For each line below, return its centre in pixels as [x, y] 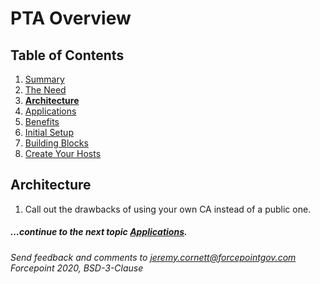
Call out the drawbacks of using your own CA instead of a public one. [168, 209]
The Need [45, 90]
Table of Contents [67, 55]
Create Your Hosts [63, 153]
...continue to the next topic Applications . [99, 232]
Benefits [42, 121]
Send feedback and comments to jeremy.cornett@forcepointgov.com [153, 257]
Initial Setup [49, 132]
